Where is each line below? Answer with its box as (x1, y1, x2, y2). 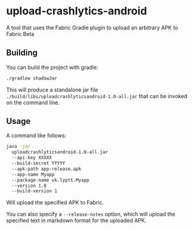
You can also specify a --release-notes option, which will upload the (6, 211, 176, 218)
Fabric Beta (6, 30, 35, 37)
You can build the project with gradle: (6, 63, 99, 71)
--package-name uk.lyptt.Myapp (11, 177, 90, 183)
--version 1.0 (11, 183, 47, 189)
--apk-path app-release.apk (11, 166, 82, 172)
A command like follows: (6, 132, 67, 139)
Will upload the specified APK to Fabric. (6, 199, 104, 206)
